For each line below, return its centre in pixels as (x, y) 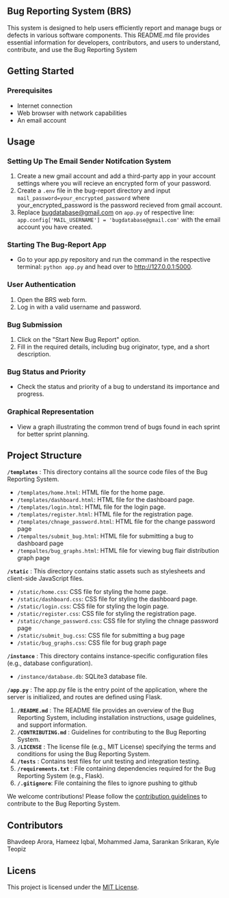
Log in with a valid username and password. (79, 307)
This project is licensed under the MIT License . (73, 887)
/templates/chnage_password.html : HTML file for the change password (116, 522)
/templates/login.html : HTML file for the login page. (91, 507)
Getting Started (41, 71)
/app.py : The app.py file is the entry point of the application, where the (107, 690)
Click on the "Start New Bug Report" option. (79, 340)
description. (34, 354)
